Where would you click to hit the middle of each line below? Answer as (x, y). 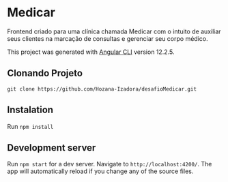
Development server (52, 148)
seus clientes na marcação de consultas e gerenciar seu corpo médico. (108, 38)
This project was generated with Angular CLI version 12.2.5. (91, 52)
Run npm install (30, 126)
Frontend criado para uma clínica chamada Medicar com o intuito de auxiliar (114, 31)
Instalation (30, 110)
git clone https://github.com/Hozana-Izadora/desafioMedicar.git (102, 89)
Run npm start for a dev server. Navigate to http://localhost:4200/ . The (110, 164)
